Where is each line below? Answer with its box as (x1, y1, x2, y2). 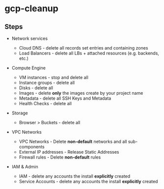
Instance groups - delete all (19, 80, 75, 85)
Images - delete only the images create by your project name (19, 90, 143, 96)
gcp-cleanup (4, 3, 58, 14)
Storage (11, 110, 28, 116)
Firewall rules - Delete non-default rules (19, 154, 101, 160)
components (19, 144, 45, 150)
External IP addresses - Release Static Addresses (19, 149, 119, 155)
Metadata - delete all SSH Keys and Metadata (19, 95, 111, 101)
